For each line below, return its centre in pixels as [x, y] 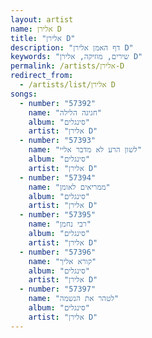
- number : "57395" [58, 215]
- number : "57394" [58, 177]
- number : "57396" [58, 252]
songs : [24, 94]
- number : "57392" [58, 103]
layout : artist [42, 19]
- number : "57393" [58, 141]
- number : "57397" [58, 289]
